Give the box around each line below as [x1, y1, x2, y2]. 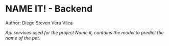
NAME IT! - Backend [5, 3, 93, 15]
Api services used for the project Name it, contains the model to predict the [5, 29, 164, 35]
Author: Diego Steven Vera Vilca [5, 20, 73, 26]
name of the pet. [5, 35, 40, 41]
